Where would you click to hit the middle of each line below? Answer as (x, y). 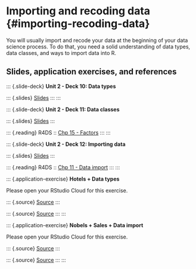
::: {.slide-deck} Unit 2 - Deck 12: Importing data (66, 144)
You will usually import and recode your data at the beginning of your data (97, 40)
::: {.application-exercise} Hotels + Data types (63, 179)
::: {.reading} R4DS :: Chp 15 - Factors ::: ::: (58, 132)
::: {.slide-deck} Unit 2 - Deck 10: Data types (61, 86)
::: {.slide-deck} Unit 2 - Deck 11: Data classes (63, 109)
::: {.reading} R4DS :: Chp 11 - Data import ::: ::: (63, 167)
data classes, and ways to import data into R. (61, 53)
